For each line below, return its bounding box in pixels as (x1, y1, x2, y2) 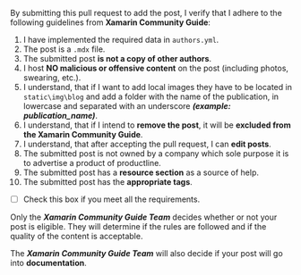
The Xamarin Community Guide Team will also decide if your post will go (10, 248, 283, 259)
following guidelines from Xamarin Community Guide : (10, 17, 211, 28)
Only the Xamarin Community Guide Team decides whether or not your (10, 212, 278, 222)
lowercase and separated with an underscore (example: (22, 101, 231, 111)
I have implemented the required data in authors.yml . (22, 35, 219, 45)
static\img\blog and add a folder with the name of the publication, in (22, 91, 279, 102)
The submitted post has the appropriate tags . (22, 177, 193, 187)
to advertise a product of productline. (22, 158, 162, 168)
